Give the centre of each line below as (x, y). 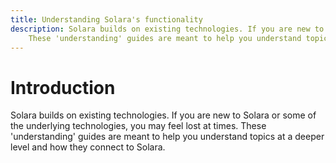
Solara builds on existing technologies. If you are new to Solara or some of (163, 115)
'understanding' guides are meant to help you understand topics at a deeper (167, 137)
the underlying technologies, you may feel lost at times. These (138, 126)
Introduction (63, 87)
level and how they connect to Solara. (88, 147)
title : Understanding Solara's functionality (106, 19)
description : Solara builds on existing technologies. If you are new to (167, 29)
